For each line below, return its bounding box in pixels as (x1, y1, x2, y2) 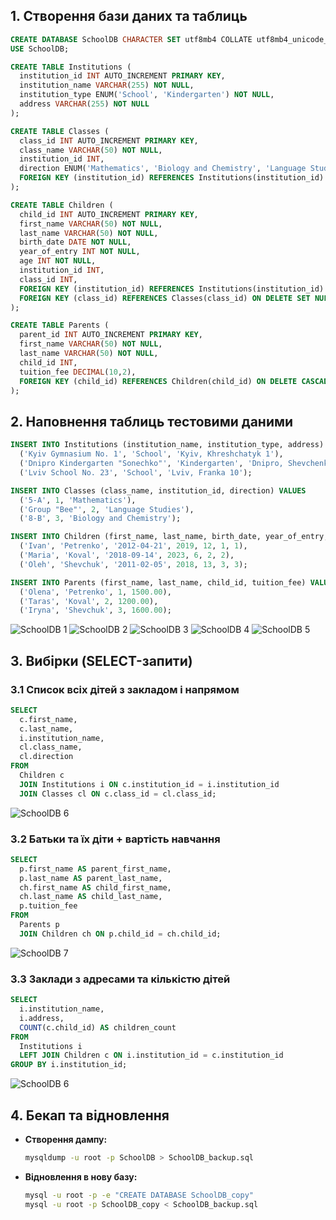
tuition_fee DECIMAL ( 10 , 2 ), (19, 367, 137, 377)
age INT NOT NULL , (19, 256, 97, 266)
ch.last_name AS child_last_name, (19, 892, 163, 902)
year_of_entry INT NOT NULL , (19, 247, 141, 257)
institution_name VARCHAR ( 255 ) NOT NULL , (19, 80, 195, 91)
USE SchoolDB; (10, 44, 70, 54)
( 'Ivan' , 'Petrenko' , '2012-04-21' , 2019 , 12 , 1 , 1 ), (19, 541, 248, 551)
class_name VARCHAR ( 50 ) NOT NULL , (19, 145, 163, 155)
